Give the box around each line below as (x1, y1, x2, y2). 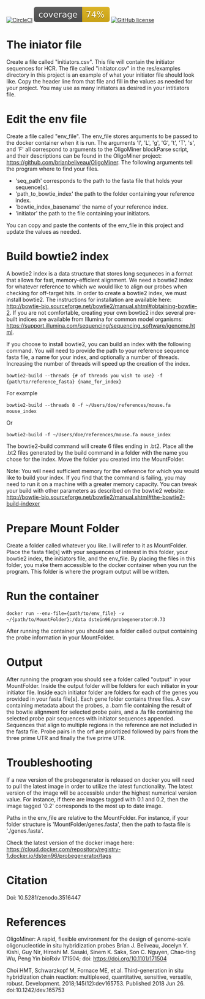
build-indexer (6, 499, 40, 507)
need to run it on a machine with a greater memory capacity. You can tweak (6, 480, 198, 488)
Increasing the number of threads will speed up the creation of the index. (6, 360, 191, 367)
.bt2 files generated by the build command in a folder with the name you (6, 449, 188, 456)
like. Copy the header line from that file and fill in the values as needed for (6, 77, 193, 85)
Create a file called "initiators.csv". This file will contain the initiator (6, 58, 175, 65)
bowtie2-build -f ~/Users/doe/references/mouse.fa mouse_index (6, 431, 171, 438)
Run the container (6, 589, 99, 603)
